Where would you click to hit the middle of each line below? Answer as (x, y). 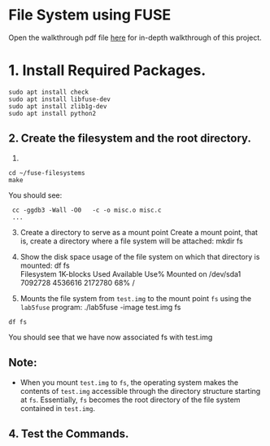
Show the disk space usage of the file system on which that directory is (140, 256)
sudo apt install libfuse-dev (60, 99)
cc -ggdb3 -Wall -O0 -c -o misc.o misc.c (87, 210)
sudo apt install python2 (52, 113)
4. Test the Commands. (69, 433)
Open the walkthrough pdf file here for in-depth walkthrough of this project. (135, 37)
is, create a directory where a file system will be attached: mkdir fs (131, 241)
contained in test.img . (58, 408)
